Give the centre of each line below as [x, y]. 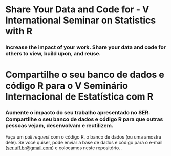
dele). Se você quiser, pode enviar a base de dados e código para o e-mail [84, 142]
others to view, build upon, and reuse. [53, 54]
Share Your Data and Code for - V [77, 9]
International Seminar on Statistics [81, 20]
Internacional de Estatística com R [79, 97]
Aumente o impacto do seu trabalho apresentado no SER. [78, 113]
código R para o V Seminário [67, 86]
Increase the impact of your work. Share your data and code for [86, 47]
